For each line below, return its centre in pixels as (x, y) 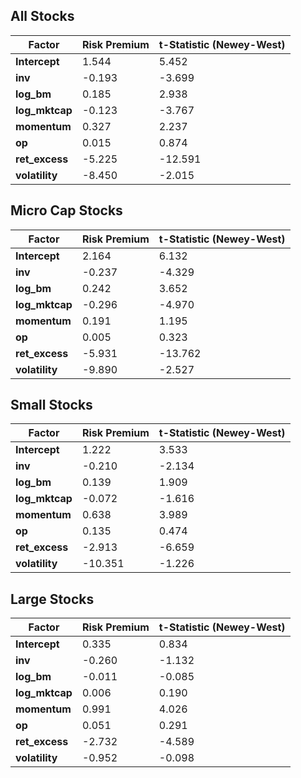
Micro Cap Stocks (66, 210)
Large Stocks (52, 599)
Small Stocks (51, 405)
